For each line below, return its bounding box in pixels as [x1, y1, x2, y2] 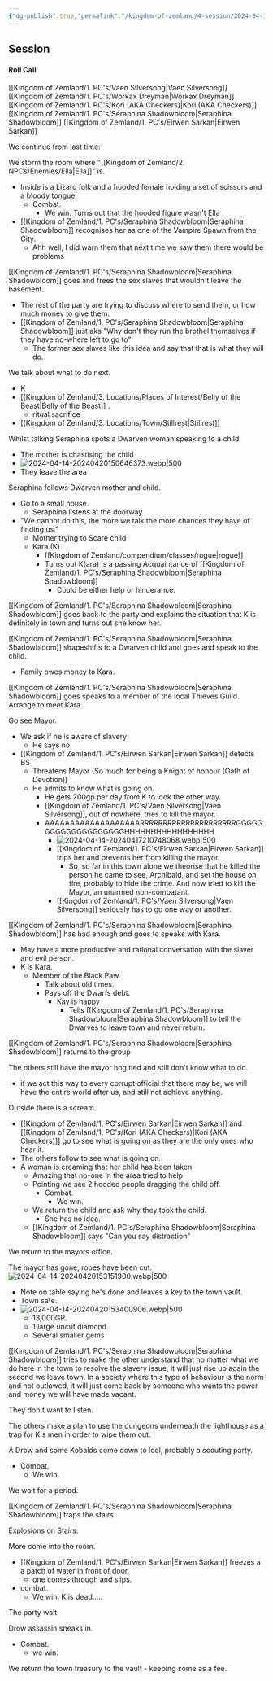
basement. [8, 284, 45, 294]
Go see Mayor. [8, 716, 58, 725]
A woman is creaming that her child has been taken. [19, 1162, 195, 1172]
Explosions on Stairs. [8, 1526, 79, 1535]
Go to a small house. [19, 498, 89, 509]
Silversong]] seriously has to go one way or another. [56, 904, 232, 914]
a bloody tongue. [19, 190, 77, 200]
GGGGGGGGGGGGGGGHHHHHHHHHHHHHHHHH [44, 827, 214, 837]
